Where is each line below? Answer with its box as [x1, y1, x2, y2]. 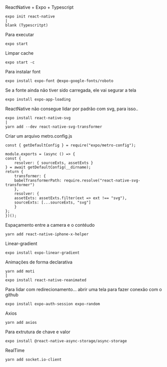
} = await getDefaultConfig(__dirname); [5, 165, 92, 170]
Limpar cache [5, 50, 34, 56]
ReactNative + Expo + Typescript [5, 5, 74, 10]
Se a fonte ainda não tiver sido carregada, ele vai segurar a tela [5, 87, 137, 93]
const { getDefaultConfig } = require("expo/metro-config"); [5, 143, 136, 148]
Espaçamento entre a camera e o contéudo [5, 222, 95, 228]
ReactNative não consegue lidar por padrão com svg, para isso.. [5, 106, 138, 112]
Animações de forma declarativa [5, 259, 73, 265]
